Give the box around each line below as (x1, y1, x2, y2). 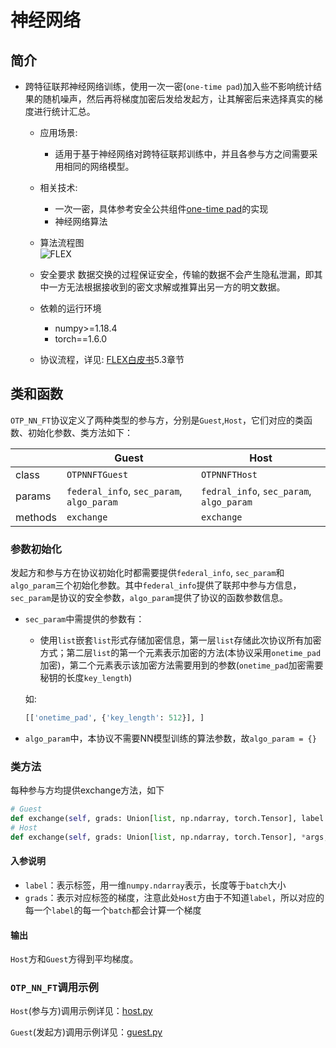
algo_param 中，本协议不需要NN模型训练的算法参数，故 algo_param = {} (24, 732, 317, 744)
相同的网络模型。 (63, 161, 135, 172)
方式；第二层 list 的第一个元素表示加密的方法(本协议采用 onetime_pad (39, 647, 322, 659)
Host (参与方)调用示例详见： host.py (10, 1005, 153, 1017)
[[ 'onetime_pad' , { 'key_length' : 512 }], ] (24, 713, 205, 723)
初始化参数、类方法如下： (27, 426, 133, 438)
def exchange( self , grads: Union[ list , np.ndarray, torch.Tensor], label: (10, 814, 329, 824)
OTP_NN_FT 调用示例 (10, 981, 99, 995)
